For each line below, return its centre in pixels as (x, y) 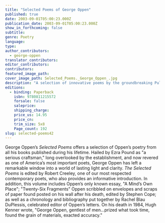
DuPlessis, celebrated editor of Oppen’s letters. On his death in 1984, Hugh (81, 205)
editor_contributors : (27, 64)
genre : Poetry (20, 37)
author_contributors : (27, 51)
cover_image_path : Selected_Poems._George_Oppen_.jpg (61, 78)
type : (11, 46)
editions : (15, 87)
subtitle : (15, 32)
